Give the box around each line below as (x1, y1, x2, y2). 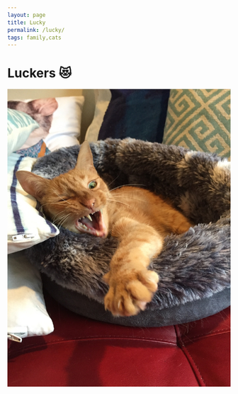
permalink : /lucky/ (7, 26, 65, 33)
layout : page (7, 11, 46, 18)
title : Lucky (7, 18, 46, 26)
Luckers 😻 (7, 65, 72, 81)
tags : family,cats (7, 34, 62, 41)
